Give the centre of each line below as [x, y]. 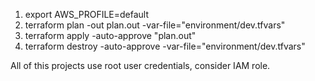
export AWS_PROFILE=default [87, 14]
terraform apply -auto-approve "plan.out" [110, 35]
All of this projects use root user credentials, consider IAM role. [140, 65]
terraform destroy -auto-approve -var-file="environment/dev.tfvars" [165, 46]
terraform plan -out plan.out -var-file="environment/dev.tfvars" [155, 25]
